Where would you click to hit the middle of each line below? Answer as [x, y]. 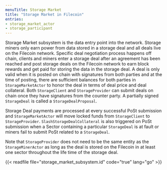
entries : [14, 19]
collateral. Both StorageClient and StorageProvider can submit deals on [79, 90]
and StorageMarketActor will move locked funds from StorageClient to [78, 116]
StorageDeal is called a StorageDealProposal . [51, 101]
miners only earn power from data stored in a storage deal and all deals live [83, 48]
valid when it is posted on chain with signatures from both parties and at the [84, 74]
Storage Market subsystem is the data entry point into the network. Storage [83, 42]
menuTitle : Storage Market [33, 10]
